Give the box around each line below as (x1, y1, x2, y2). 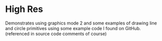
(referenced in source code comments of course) (5, 30, 107, 36)
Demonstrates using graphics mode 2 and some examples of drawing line (5, 20, 157, 26)
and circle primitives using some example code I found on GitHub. (5, 25, 141, 31)
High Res (5, 3, 43, 15)
